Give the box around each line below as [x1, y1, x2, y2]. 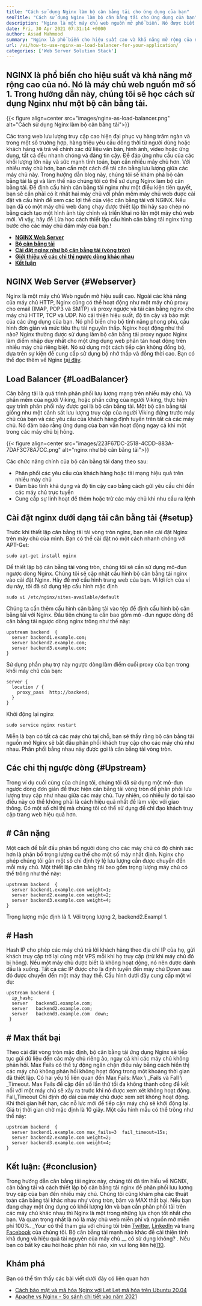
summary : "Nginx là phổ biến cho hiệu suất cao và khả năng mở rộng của [6, 37, 192, 43]
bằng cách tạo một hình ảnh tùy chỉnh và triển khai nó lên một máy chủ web [6, 209, 194, 217]
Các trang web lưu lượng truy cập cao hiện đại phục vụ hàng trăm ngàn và [6, 132, 191, 140]
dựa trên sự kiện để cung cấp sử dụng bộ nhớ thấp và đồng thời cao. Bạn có [6, 350, 195, 357]
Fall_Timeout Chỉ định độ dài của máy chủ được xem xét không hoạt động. [6, 1093, 189, 1101]
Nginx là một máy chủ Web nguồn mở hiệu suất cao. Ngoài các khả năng [6, 292, 187, 300]
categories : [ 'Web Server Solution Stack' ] [6, 48, 117, 54]
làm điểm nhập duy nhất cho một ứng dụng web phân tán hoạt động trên [6, 337, 186, 345]
